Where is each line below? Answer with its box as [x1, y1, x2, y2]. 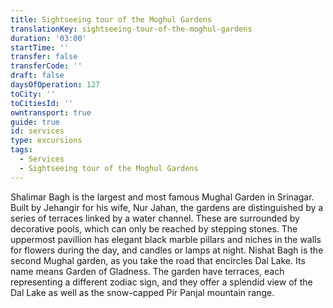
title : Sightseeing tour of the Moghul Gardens [10, 14, 213, 25]
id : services [10, 126, 65, 136]
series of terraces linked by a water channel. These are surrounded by [10, 212, 300, 224]
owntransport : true [10, 107, 92, 118]
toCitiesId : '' [10, 98, 74, 108]
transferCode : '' [10, 61, 83, 71]
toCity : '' [10, 89, 56, 99]
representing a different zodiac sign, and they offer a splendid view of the [10, 276, 313, 288]
